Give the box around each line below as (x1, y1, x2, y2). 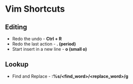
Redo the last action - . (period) (12, 41, 76, 47)
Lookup (5, 60, 29, 69)
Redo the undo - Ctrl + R (12, 36, 62, 42)
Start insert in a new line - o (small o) (12, 46, 87, 52)
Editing (5, 23, 27, 31)
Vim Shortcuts (5, 3, 65, 15)
